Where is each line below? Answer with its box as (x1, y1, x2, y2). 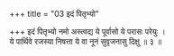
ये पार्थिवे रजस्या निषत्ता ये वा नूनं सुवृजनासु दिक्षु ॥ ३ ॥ (9, 36, 162, 46)
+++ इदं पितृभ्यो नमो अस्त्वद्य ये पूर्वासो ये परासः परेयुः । (9, 27, 166, 36)
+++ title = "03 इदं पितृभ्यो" (9, 9, 99, 19)
